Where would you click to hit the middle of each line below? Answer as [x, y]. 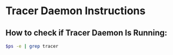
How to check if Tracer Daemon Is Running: [86, 33]
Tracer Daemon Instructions [76, 11]
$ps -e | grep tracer [32, 46]
